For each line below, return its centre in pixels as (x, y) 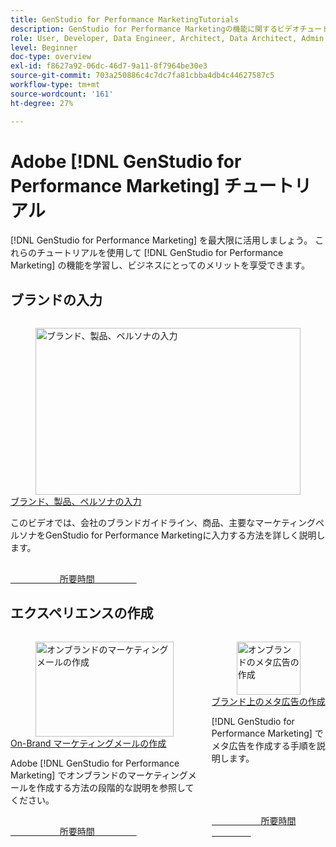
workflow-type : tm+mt (55, 85)
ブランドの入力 (56, 299)
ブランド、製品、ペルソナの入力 (76, 501)
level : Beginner (44, 47)
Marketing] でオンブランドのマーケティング (99, 775)
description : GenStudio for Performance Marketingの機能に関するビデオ (155, 29)
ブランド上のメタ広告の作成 (268, 702)
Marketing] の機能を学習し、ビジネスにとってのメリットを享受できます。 (160, 265)
